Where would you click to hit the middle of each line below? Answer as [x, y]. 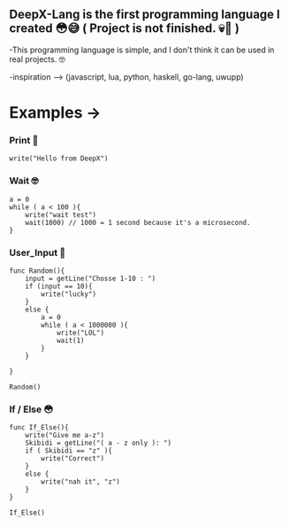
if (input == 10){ [59, 286]
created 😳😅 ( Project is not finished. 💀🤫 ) [125, 29]
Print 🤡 [24, 140]
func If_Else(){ [39, 428]
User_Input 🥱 [38, 252]
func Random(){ [37, 271]
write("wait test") [61, 215]
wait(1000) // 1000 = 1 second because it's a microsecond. [138, 222]
